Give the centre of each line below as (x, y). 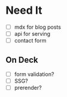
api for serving (32, 34)
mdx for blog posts (37, 27)
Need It (24, 10)
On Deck (22, 60)
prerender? (28, 88)
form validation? (34, 74)
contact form (30, 41)
